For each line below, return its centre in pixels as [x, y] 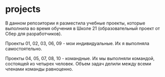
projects [23, 9]
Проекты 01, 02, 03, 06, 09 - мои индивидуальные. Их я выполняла [77, 43]
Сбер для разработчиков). [33, 33]
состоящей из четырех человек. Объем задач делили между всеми [78, 63]
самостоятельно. [24, 48]
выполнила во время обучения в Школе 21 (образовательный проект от [82, 28]
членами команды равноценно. [39, 69]
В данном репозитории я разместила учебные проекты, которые [75, 23]
